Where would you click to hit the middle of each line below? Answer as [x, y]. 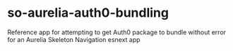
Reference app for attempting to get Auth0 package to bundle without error [117, 32]
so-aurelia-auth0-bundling [88, 13]
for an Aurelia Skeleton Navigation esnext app [74, 39]
